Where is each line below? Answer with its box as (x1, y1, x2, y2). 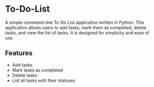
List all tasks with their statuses (12, 77, 76, 83)
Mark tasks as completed (12, 67, 63, 73)
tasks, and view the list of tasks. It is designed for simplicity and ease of (5, 30, 150, 35)
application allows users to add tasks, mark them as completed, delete (5, 24, 147, 30)
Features (5, 49, 33, 57)
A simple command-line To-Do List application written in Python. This (5, 19, 145, 25)
